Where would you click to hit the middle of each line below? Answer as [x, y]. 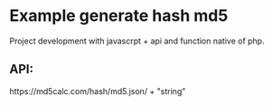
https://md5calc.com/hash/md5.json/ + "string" [98, 91]
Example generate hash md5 [119, 16]
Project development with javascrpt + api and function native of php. [137, 41]
